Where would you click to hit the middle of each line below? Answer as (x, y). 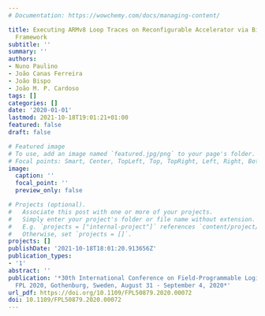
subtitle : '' (30, 44)
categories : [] (33, 103)
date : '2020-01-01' (40, 110)
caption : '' (35, 176)
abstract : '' (30, 270)
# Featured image (37, 147)
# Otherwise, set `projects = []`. (70, 234)
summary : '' (28, 52)
